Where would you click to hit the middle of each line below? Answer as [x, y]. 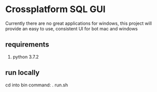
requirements [27, 45]
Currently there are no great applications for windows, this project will [78, 23]
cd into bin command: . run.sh [37, 85]
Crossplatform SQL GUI [56, 9]
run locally [22, 73]
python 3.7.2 [26, 57]
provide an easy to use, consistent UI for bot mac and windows [72, 28]
